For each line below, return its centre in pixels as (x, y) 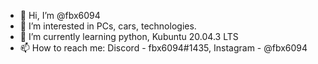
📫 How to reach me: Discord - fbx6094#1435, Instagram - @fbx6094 (163, 48)
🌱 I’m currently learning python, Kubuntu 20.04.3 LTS (129, 36)
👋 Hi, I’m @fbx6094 (60, 15)
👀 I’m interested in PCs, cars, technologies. (108, 26)
